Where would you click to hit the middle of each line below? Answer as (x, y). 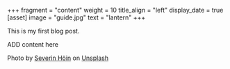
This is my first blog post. (43, 31)
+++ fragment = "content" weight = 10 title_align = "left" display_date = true (115, 10)
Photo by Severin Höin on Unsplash (58, 58)
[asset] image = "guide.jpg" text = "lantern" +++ (76, 17)
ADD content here (33, 44)
